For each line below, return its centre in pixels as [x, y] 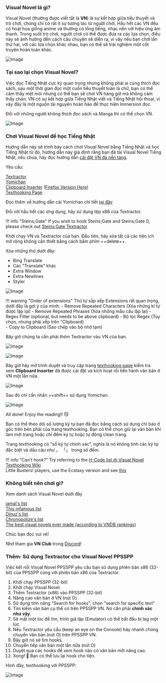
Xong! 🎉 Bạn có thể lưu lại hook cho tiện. [54, 656]
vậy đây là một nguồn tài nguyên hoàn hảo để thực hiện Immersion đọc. [79, 104]
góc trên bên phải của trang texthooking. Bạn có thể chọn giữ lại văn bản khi [83, 429]
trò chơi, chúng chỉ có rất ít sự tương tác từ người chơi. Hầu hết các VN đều [82, 23]
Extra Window [27, 271]
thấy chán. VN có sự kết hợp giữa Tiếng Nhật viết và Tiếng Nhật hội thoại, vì [83, 99]
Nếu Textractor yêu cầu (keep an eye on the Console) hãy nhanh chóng [85, 630]
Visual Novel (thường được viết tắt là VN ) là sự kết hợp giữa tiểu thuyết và [80, 18]
